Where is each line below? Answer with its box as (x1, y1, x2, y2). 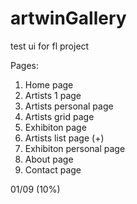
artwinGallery (10, 7, 127, 30)
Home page (24, 78, 74, 91)
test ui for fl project (10, 40, 90, 52)
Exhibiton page (24, 121, 87, 133)
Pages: (10, 59, 39, 71)
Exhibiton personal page (24, 142, 126, 154)
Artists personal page (24, 100, 114, 112)
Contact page (24, 163, 82, 176)
